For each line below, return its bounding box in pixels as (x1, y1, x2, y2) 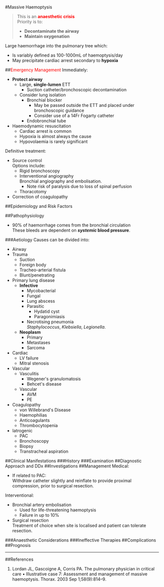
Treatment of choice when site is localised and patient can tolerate (12, 523, 146, 528)
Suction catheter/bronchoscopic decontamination (26, 87, 127, 92)
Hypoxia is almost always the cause (19, 134, 92, 139)
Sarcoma (26, 345, 45, 350)
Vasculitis (19, 371, 39, 376)
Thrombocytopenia (19, 423, 58, 428)
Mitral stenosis (19, 361, 49, 366)
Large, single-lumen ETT (19, 81, 71, 87)
